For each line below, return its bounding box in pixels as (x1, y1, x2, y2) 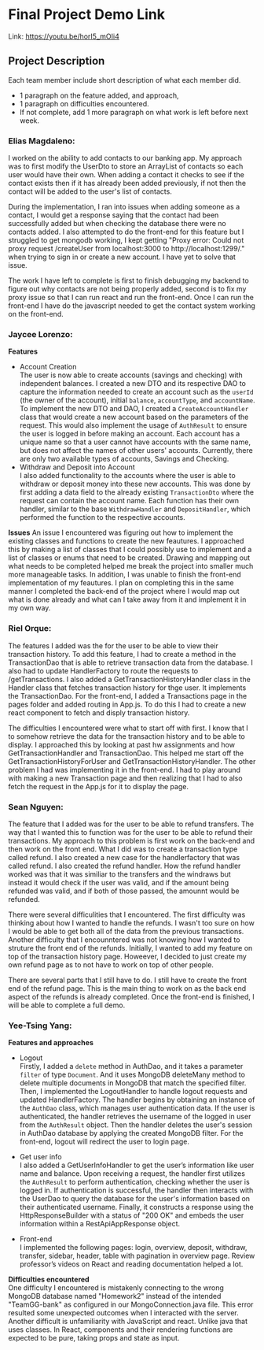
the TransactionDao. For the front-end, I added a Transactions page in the (8, 691, 247, 700)
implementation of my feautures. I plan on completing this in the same (8, 578, 234, 588)
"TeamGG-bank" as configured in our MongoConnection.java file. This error (8, 1300, 254, 1309)
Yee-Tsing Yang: (8, 1020, 72, 1031)
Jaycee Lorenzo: (8, 328, 73, 339)
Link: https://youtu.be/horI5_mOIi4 (8, 32, 119, 41)
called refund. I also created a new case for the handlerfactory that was (8, 852, 240, 862)
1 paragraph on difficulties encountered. (19, 98, 149, 108)
